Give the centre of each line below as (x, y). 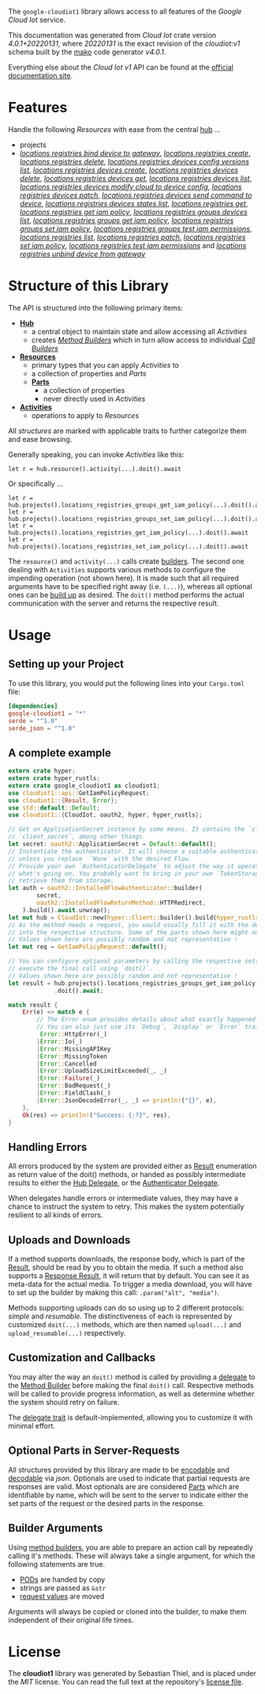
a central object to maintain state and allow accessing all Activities (139, 331)
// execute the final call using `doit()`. (81, 969)
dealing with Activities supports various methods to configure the (117, 569)
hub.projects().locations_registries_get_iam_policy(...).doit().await (128, 533)
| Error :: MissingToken (72, 1056)
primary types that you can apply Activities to (105, 365)
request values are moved (62, 1596)
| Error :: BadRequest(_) (74, 1086)
